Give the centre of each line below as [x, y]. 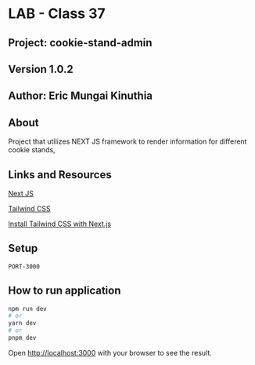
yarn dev [22, 323]
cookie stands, [32, 150]
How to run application [65, 291]
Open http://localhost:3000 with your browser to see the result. [110, 352]
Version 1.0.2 [41, 69]
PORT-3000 [24, 266]
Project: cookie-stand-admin [80, 43]
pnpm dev [22, 338]
